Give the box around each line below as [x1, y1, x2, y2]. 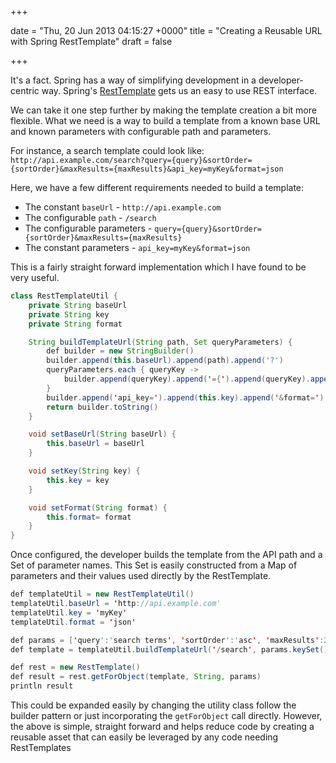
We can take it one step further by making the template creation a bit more [10, 104, 317, 116]
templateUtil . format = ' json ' [10, 617, 137, 627]
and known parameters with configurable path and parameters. [10, 126, 272, 137]
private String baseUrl [28, 300, 128, 310]
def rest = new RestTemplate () [10, 662, 141, 673]
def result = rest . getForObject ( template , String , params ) [10, 672, 262, 682]
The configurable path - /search [24, 212, 157, 223]
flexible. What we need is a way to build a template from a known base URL [10, 115, 321, 126]
